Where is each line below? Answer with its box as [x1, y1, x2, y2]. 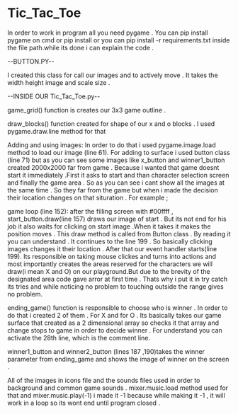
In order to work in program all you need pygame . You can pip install [7, 28, 208, 37]
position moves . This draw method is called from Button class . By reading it [7, 229, 231, 238]
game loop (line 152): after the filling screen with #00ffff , [7, 207, 174, 215]
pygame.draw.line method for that [7, 127, 106, 135]
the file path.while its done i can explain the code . [7, 43, 154, 52]
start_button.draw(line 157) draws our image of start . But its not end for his [7, 214, 227, 223]
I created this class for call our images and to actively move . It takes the [7, 71, 218, 79]
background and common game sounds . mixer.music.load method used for [7, 384, 229, 392]
